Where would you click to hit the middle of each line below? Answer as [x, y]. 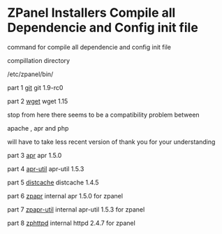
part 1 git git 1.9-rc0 [35, 87]
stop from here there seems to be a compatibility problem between [104, 115]
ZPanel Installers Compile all [91, 13]
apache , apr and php [38, 128]
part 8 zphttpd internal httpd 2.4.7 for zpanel [72, 223]
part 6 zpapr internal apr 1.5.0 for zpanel [65, 196]
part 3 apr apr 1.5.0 [35, 155]
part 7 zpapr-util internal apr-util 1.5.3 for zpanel [76, 209]
